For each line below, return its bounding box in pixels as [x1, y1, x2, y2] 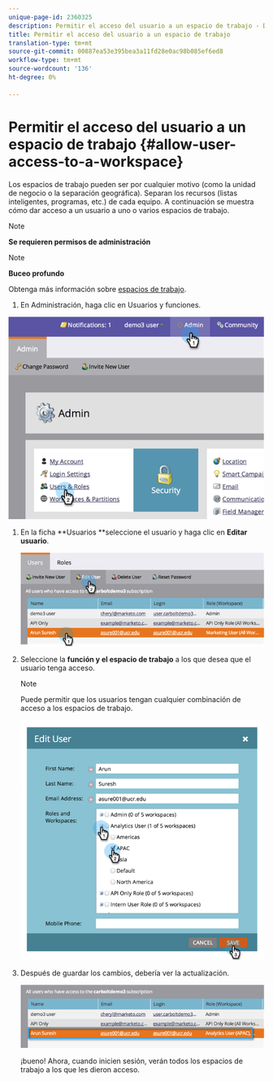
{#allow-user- [139, 135, 237, 154]
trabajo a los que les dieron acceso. [19, 1064, 141, 1074]
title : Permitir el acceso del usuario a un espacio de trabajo [8, 30, 231, 38]
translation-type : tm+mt [8, 39, 93, 47]
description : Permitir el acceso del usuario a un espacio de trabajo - [8, 21, 260, 30]
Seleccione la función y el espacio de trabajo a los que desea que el [19, 654, 252, 664]
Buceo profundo [8, 268, 65, 278]
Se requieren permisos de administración [8, 237, 151, 247]
